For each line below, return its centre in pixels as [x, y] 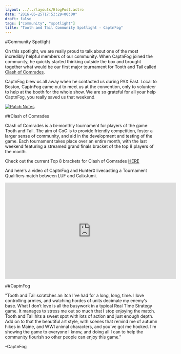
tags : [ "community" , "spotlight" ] [40, 23]
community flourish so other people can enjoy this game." [63, 337]
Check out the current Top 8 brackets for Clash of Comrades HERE [72, 161]
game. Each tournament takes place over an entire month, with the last [76, 141]
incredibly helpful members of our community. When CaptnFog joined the [79, 56]
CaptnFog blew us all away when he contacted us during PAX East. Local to [81, 82]
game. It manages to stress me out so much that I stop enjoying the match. [80, 311]
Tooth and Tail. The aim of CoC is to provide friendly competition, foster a [79, 131]
